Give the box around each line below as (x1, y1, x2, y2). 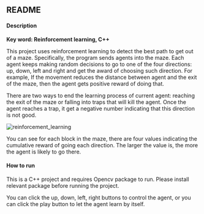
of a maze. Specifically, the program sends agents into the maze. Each (6, 54, 184, 61)
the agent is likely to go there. (6, 148, 81, 155)
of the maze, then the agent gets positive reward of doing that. (6, 79, 164, 87)
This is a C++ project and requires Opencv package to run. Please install (6, 175, 189, 183)
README (6, 5, 41, 15)
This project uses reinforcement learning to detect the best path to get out (6, 47, 194, 54)
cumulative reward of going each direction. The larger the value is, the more (6, 141, 198, 149)
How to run (6, 162, 36, 169)
